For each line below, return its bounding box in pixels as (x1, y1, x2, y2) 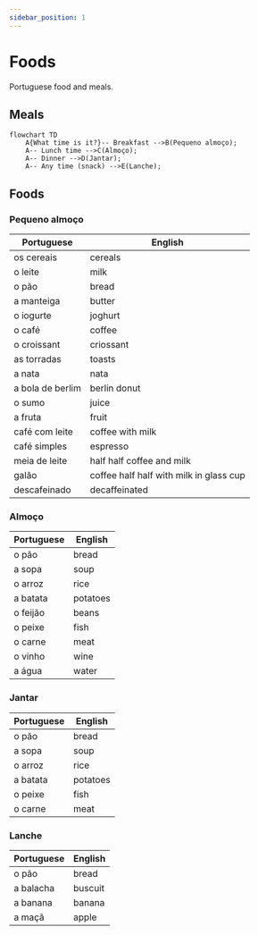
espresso (89, 440, 129, 452)
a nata (13, 367, 40, 380)
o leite (13, 265, 40, 278)
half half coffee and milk (89, 455, 192, 467)
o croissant (13, 339, 61, 351)
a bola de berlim (13, 382, 82, 394)
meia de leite (13, 455, 68, 467)
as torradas (13, 353, 62, 366)
